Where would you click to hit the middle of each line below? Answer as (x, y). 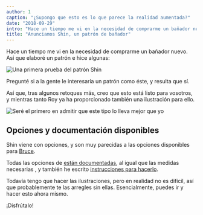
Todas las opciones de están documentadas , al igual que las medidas (93, 162)
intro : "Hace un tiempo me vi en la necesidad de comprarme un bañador (98, 29)
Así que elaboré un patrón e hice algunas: (58, 58)
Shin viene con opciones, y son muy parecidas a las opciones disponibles (98, 144)
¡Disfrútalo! (20, 205)
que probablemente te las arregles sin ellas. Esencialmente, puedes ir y (95, 187)
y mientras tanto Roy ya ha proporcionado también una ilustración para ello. (101, 100)
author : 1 (19, 12)
